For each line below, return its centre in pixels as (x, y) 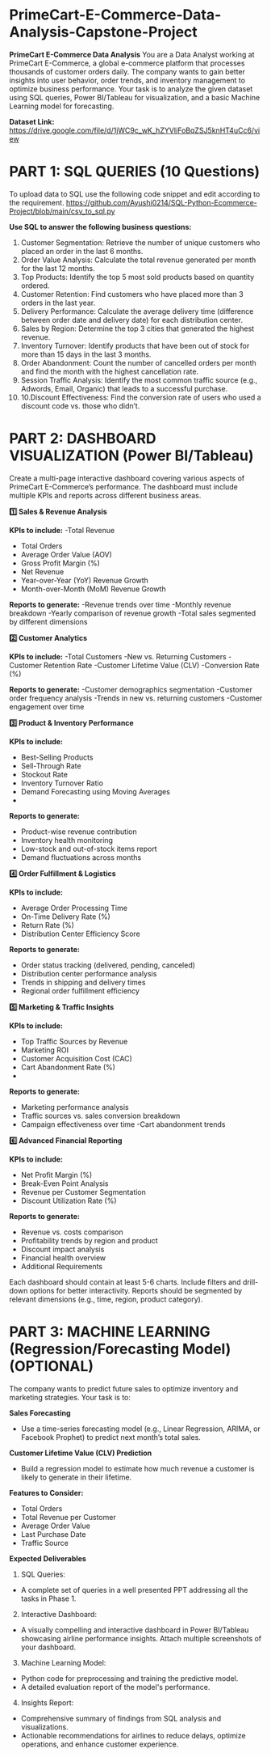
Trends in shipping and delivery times (83, 982)
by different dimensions (48, 621)
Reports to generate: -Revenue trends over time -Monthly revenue (120, 604)
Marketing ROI (45, 1050)
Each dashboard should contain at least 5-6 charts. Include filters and (125, 1282)
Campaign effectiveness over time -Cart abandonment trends (123, 1124)
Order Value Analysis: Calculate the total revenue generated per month (138, 260)
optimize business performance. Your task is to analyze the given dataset (131, 89)
